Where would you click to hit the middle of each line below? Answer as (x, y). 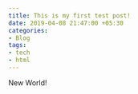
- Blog (19, 38)
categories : (28, 30)
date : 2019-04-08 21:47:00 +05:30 (66, 23)
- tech (19, 53)
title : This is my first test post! (69, 16)
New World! (28, 82)
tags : (17, 45)
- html (19, 61)
